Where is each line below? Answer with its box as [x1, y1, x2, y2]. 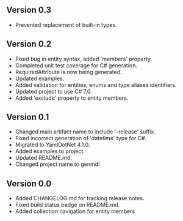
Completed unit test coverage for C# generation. [15, 61, 137, 69]
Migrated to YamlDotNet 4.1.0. [15, 141, 90, 149]
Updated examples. [15, 75, 65, 82]
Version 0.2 [6, 39, 52, 50]
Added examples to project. [15, 148, 85, 155]
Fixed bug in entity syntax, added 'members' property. [15, 55, 152, 62]
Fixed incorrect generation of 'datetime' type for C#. [15, 135, 147, 142]
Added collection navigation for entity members [15, 208, 135, 215]
